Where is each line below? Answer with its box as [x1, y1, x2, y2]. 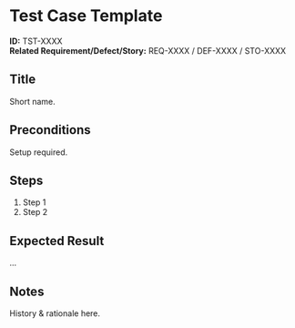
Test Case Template [9, 5, 163, 26]
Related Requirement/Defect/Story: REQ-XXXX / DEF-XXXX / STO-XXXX [9, 45, 287, 56]
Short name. [9, 96, 56, 107]
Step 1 [22, 197, 46, 208]
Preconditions [9, 122, 91, 138]
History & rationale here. [9, 308, 101, 319]
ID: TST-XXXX [9, 36, 63, 46]
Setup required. [9, 147, 68, 158]
